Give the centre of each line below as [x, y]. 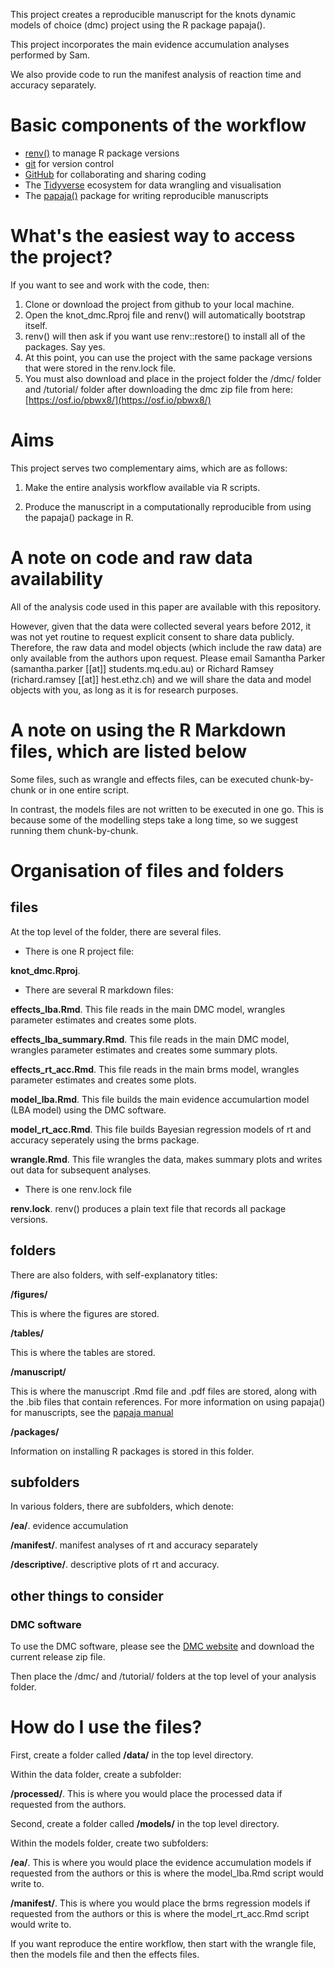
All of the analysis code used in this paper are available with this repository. [166, 606]
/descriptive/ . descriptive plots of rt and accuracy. [115, 1565]
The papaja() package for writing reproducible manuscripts [146, 195]
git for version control [69, 163]
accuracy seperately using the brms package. [105, 1140]
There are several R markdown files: [99, 990]
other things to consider [87, 1595]
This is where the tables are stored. [83, 1352]
